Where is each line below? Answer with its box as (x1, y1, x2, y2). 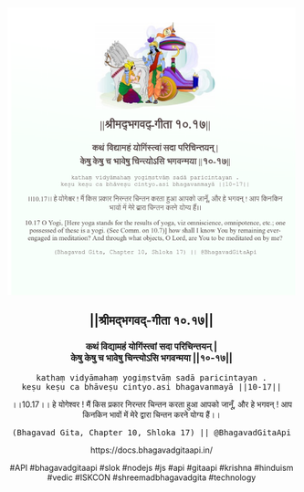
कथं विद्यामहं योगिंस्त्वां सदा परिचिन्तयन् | (85, 340, 218, 353)
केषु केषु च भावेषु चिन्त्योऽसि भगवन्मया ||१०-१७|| (70, 351, 233, 364)
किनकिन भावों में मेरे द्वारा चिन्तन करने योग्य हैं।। (82, 409, 221, 420)
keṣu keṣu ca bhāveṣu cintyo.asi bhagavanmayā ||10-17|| (21, 382, 282, 392)
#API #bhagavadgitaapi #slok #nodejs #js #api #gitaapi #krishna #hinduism (9, 462, 294, 473)
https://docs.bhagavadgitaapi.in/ (89, 445, 214, 455)
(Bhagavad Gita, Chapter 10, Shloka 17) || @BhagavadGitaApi (11, 427, 292, 437)
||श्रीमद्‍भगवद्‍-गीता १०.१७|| (89, 313, 215, 329)
